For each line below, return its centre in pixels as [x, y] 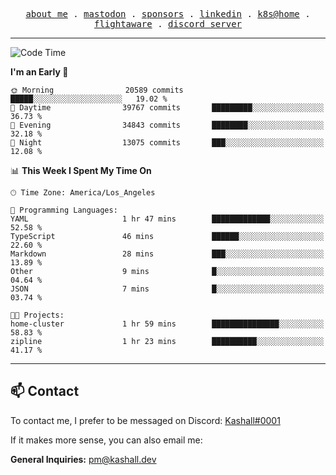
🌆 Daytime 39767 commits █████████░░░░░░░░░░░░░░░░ [167, 108]
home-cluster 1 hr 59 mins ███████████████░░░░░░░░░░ [167, 324]
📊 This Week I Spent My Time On [81, 170]
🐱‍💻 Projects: [37, 315]
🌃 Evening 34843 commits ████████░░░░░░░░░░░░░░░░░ [167, 125]
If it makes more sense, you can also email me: [106, 440]
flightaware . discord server [168, 24]
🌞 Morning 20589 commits [97, 90]
